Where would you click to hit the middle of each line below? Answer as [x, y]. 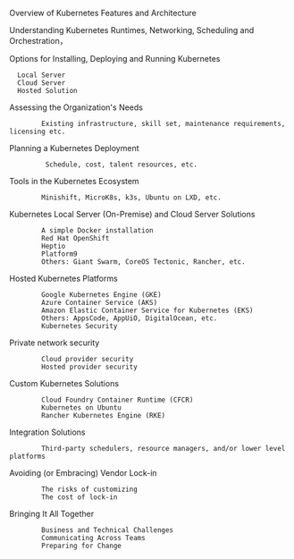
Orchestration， [38, 41]
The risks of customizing [90, 489]
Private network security [55, 343]
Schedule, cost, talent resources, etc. [122, 165]
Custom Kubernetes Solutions [64, 383]
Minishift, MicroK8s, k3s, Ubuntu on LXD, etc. [131, 198]
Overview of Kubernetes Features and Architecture [103, 13]
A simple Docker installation [97, 231]
